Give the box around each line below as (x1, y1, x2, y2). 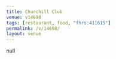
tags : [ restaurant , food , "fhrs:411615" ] (6, 20, 111, 26)
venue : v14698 (6, 14, 42, 20)
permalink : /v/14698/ (6, 25, 60, 32)
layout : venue (6, 31, 42, 37)
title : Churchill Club (6, 8, 63, 15)
